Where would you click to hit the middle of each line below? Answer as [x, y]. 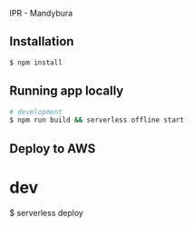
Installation [42, 41]
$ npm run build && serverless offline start [96, 120]
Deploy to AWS [53, 148]
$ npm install [36, 63]
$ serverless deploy [47, 212]
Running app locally [67, 91]
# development [36, 112]
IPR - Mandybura [41, 13]
